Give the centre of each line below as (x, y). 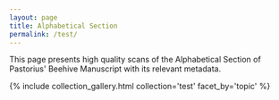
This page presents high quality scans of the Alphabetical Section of (135, 60)
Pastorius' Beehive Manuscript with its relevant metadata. (115, 69)
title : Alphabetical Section (63, 26)
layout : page (34, 17)
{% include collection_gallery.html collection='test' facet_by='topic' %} (140, 87)
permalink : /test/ (43, 34)
